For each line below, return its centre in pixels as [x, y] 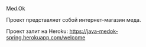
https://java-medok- [94, 31]
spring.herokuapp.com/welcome [46, 37]
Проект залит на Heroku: [37, 31]
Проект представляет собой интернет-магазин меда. [74, 20]
